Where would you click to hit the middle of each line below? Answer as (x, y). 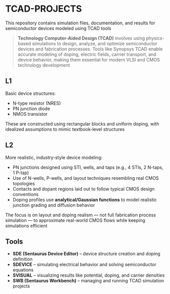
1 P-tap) (21, 173)
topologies (24, 183)
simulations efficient (26, 225)
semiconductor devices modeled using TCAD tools (58, 28)
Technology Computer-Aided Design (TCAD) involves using (81, 38)
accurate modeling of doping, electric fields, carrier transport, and (87, 54)
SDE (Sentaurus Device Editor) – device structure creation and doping (87, 254)
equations (23, 270)
